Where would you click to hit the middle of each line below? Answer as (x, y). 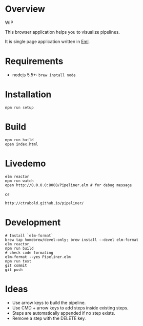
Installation (28, 95)
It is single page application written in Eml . (48, 41)
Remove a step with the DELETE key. (49, 318)
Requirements (34, 61)
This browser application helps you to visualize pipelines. (62, 32)
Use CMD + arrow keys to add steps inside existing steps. (70, 308)
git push (14, 270)
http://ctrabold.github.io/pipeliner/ (44, 203)
